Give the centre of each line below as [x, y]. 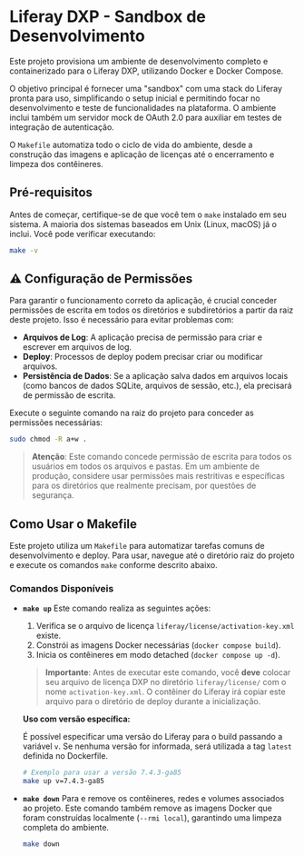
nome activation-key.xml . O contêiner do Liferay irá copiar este [165, 692]
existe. [49, 636]
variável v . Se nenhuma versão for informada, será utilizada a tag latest [157, 746]
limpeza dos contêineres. [57, 164]
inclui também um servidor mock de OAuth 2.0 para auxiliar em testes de [146, 117]
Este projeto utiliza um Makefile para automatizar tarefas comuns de [137, 546]
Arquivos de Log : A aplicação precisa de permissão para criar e [142, 337]
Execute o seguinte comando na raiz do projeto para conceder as [132, 413]
